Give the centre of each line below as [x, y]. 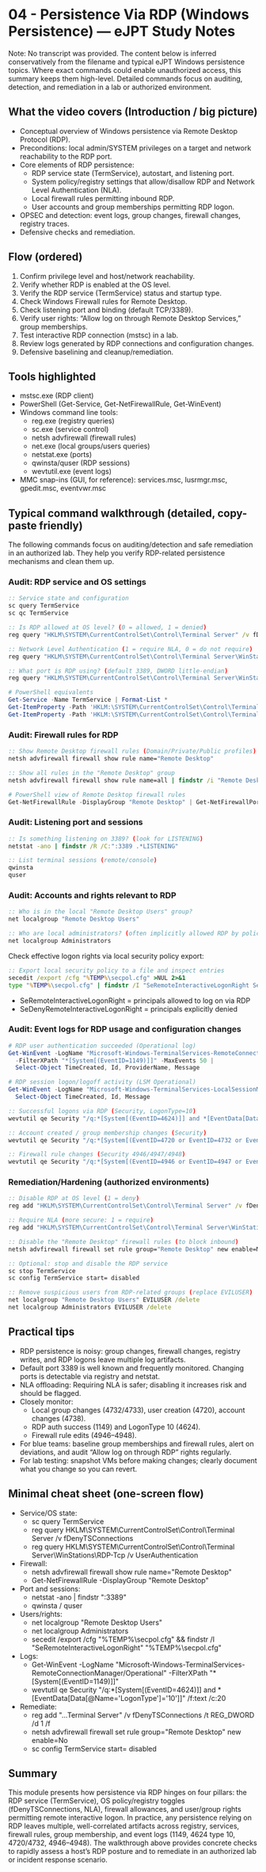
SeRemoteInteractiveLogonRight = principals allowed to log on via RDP [135, 1001]
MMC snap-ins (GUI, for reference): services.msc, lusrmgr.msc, [123, 480]
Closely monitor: [46, 1401]
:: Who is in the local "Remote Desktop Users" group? [101, 912]
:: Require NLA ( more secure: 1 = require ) [81, 1220]
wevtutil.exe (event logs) [72, 471]
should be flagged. [50, 1393]
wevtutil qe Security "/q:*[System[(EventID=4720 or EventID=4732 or [125, 1140]
